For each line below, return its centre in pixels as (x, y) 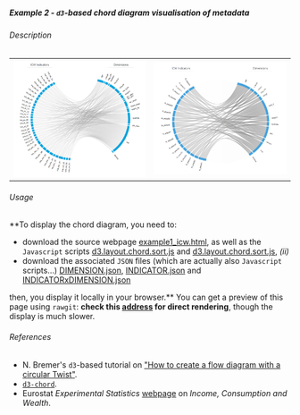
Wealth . (37, 402)
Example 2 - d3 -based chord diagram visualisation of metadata (129, 13)
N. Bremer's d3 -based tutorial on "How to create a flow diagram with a (151, 364)
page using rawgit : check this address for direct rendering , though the (142, 307)
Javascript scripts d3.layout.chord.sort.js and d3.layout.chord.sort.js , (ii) (156, 251)
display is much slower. (52, 317)
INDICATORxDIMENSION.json (76, 280)
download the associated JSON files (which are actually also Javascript (152, 261)
